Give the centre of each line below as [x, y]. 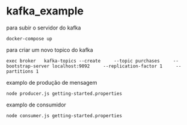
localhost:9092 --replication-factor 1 [107, 66]
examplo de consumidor [36, 105]
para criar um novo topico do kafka [50, 50]
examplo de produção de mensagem [52, 82]
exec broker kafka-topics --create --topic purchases [83, 61]
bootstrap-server [28, 66]
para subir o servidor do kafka [44, 28]
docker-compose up [29, 38]
